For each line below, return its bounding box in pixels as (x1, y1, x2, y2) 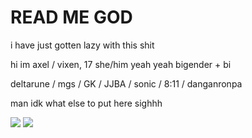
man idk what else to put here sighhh (10, 97, 163, 109)
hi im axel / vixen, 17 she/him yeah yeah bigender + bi (10, 58, 232, 70)
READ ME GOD (10, 6, 133, 29)
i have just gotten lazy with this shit (10, 39, 155, 51)
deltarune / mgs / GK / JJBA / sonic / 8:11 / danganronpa (10, 77, 243, 90)
